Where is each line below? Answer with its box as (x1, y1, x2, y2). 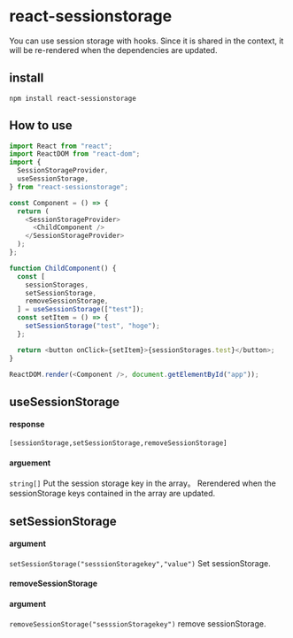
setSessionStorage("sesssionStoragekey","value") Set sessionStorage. (9, 557, 272, 568)
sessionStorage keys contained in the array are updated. (9, 488, 216, 499)
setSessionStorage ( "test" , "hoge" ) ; (25, 321, 161, 331)
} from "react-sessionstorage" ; (9, 182, 128, 191)
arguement (9, 457, 51, 468)
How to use (9, 118, 73, 134)
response (9, 419, 45, 430)
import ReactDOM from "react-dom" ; (9, 150, 141, 158)
